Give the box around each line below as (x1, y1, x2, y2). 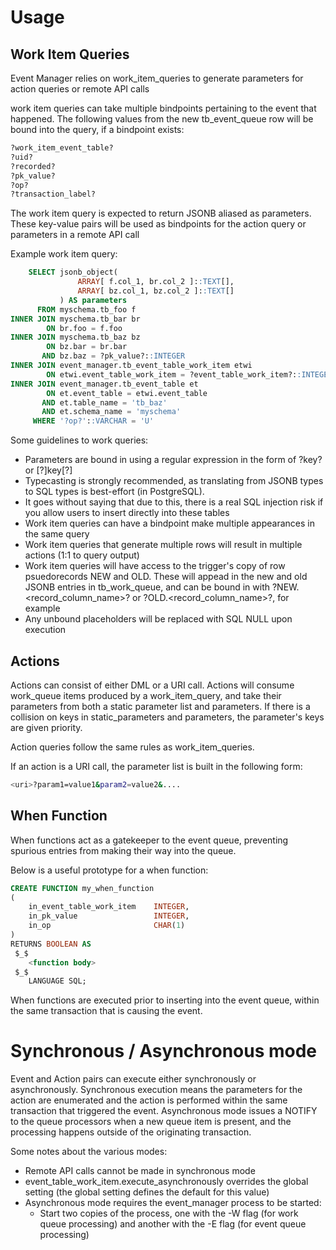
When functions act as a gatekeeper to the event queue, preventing (10, 834, 289, 846)
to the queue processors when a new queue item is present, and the (10, 1116, 292, 1128)
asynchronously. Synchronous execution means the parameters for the (10, 1084, 303, 1096)
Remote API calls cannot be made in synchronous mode (24, 1165, 256, 1177)
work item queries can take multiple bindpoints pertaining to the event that (10, 102, 317, 114)
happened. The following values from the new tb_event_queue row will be (10, 113, 314, 125)
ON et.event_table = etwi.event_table (46, 388, 208, 398)
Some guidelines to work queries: (10, 434, 149, 446)
